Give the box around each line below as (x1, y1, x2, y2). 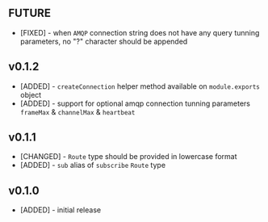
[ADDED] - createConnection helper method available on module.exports (19, 81, 261, 91)
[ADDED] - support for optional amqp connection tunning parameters (19, 98, 250, 108)
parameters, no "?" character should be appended (19, 36, 188, 46)
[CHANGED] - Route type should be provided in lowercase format (19, 152, 237, 161)
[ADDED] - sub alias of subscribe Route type (19, 161, 166, 170)
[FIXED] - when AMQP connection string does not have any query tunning (19, 27, 260, 37)
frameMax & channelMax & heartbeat (19, 107, 136, 116)
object (19, 90, 42, 99)
